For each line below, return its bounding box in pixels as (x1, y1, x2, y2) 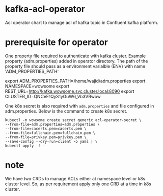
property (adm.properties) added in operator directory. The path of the (5, 58, 148, 64)
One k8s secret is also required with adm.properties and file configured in (5, 103, 154, 109)
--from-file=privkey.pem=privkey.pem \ (5, 134, 87, 140)
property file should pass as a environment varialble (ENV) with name (5, 63, 146, 69)
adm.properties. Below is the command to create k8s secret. (5, 108, 128, 114)
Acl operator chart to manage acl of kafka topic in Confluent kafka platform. (5, 20, 159, 25)
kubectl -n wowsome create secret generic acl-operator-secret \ (5, 117, 141, 123)
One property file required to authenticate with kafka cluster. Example (5, 53, 146, 59)
